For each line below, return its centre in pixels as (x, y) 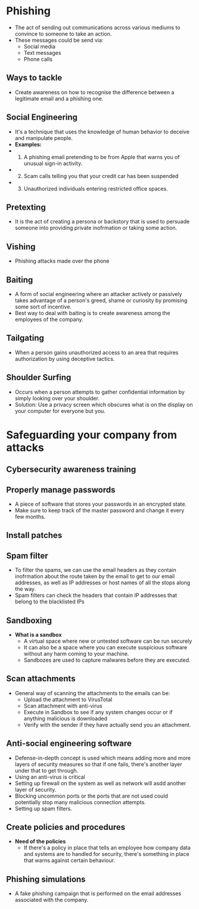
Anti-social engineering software (69, 744)
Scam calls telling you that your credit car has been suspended (101, 176)
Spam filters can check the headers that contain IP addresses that (96, 595)
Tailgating (25, 338)
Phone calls (38, 59)
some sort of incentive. (43, 307)
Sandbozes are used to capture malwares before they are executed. (107, 660)
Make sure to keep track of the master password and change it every (99, 510)
